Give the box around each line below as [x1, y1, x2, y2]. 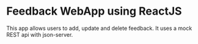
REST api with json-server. [6, 31, 73, 38]
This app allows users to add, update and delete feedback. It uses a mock [6, 24, 193, 32]
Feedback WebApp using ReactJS [6, 4, 182, 18]
